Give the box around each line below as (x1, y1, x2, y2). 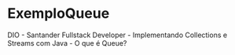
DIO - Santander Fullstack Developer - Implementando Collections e (7, 30, 228, 40)
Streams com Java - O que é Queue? (7, 38, 127, 47)
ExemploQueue (7, 5, 110, 22)
